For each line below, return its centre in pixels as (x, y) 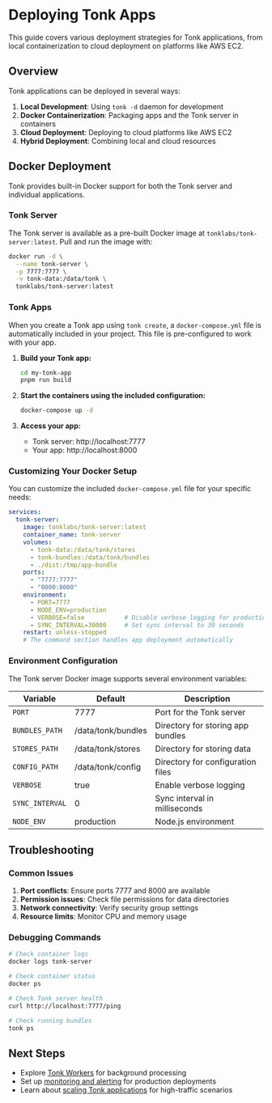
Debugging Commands (55, 938)
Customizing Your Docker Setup (73, 471)
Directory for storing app (202, 725)
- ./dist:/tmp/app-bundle (73, 565)
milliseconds (179, 808)
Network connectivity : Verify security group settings (109, 908)
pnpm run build (46, 380)
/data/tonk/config (108, 766)
